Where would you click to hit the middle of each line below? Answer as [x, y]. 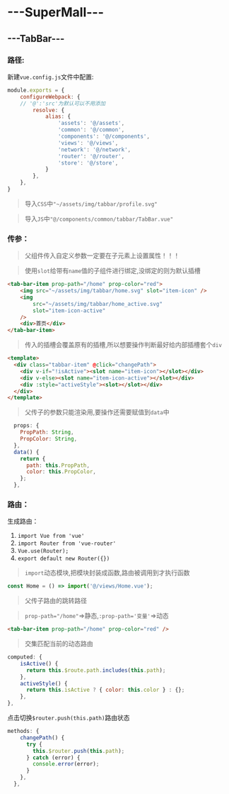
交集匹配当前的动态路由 [59, 644]
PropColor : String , [49, 439]
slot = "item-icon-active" [69, 310]
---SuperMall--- [56, 12]
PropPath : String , [47, 432]
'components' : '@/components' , [104, 136]
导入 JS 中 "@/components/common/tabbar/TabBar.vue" [99, 219]
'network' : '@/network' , [94, 150]
